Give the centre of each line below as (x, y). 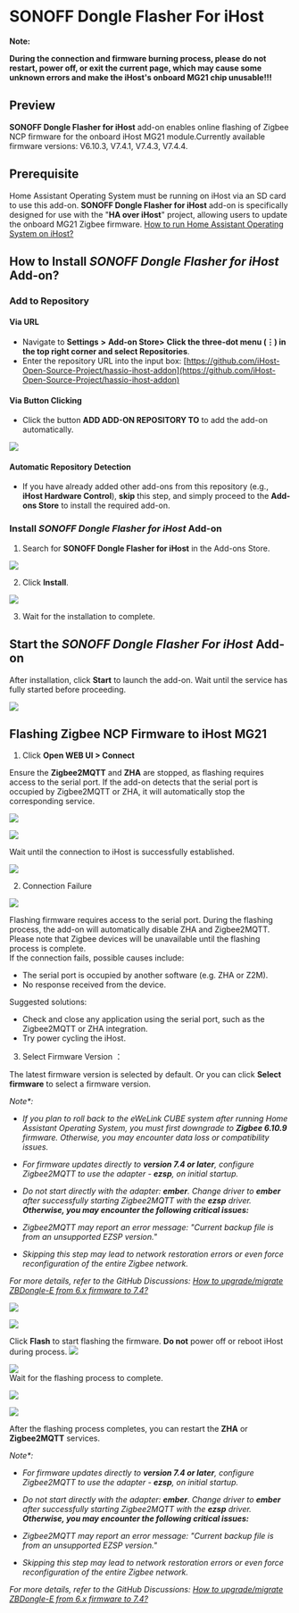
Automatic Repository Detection (71, 467)
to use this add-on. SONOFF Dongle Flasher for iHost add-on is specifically (149, 205)
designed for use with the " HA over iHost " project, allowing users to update (149, 214)
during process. (38, 1352)
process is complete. (48, 949)
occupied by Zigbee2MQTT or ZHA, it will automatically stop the (127, 792)
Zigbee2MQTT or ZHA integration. (85, 1029)
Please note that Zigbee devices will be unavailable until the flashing (135, 939)
